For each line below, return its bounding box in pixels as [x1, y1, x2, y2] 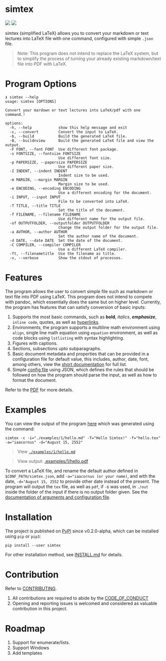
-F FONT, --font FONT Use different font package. [9, 147, 119, 152]
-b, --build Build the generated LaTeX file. [9, 134, 127, 139]
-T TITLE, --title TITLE [9, 203, 61, 208]
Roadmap [5, 623, 46, 634]
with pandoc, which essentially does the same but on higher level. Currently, [5, 299, 161, 305]
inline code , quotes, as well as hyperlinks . [12, 319, 100, 325]
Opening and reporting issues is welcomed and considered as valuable [12, 600, 158, 606]
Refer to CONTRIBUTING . [5, 585, 57, 591]
